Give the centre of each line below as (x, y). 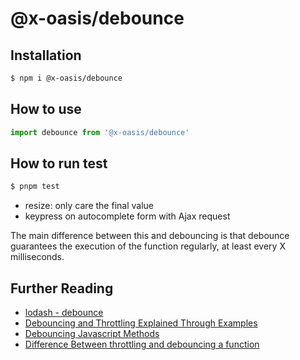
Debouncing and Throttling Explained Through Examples (141, 323)
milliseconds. (37, 257)
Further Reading (62, 288)
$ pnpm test (35, 187)
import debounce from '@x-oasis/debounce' (100, 132)
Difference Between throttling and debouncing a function (142, 344)
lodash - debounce (64, 313)
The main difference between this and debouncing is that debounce (150, 236)
